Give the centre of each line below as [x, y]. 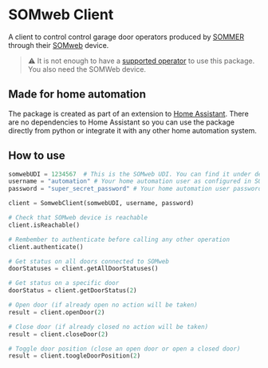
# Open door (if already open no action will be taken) [103, 305]
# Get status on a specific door [64, 283]
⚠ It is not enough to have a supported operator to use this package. [141, 61]
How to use [37, 156]
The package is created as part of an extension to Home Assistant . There [128, 113]
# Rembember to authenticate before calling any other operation [119, 239]
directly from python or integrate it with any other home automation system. [132, 130]
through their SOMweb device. [59, 45]
